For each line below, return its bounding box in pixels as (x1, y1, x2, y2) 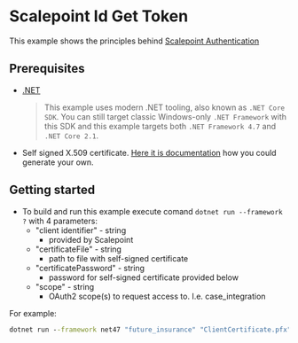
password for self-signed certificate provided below (48, 272, 239, 283)
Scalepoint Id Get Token (9, 6, 189, 27)
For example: (9, 308, 58, 318)
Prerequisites (9, 61, 85, 76)
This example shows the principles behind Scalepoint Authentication (9, 35, 260, 46)
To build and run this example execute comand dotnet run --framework (21, 206, 283, 216)
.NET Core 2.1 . (43, 130, 99, 141)
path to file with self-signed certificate (48, 253, 189, 263)
